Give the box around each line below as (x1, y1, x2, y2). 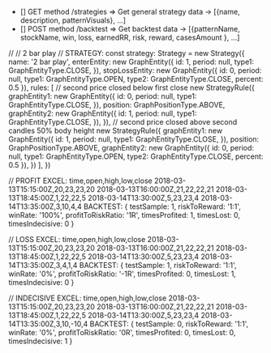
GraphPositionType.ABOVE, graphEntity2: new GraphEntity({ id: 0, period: (8, 143, 254, 152)
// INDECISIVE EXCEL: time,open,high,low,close (8, 293, 167, 303)
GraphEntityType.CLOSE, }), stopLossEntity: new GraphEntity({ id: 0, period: (8, 66, 262, 75)
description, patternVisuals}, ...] (19, 15, 127, 25)
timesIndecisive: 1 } (8, 336, 73, 346)
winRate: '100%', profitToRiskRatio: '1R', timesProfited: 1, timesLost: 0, (8, 211, 241, 219)
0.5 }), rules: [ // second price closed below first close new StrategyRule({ (8, 83, 256, 92)
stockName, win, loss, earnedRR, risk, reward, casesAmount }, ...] (19, 32, 240, 42)
